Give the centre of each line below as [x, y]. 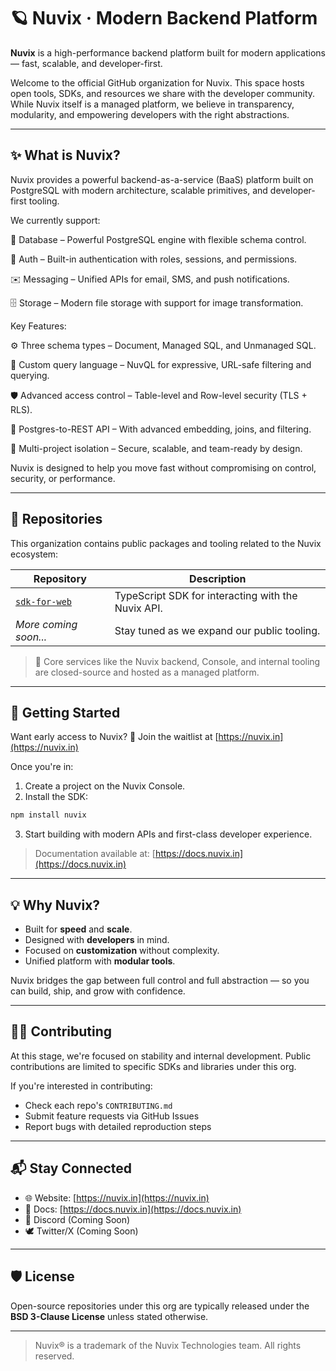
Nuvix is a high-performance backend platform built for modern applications [168, 52]
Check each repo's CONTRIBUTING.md [98, 1105]
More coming [46, 624]
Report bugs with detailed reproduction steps [118, 1126]
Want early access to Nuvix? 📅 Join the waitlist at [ [114, 737]
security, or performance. [63, 478]
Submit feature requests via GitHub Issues [112, 1116]
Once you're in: [42, 767]
